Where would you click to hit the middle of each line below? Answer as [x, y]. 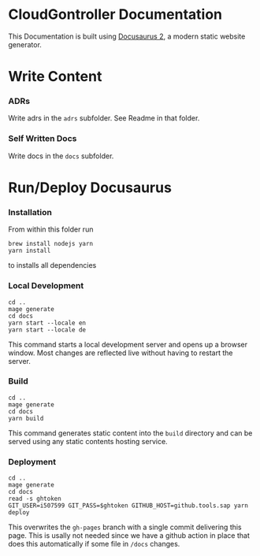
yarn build [26, 418]
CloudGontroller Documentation [115, 15]
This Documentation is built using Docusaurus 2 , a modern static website [127, 36]
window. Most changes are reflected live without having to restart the [121, 353]
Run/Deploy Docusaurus [90, 187]
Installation [30, 212]
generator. [25, 44]
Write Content [55, 77]
